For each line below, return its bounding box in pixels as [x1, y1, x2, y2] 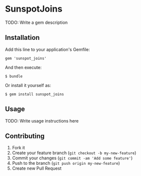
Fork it [12, 145, 25, 151]
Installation [5, 34, 40, 42]
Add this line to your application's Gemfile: [5, 46, 90, 52]
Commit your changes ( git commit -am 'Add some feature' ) [12, 155, 133, 161]
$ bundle [5, 74, 23, 79]
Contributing [5, 132, 45, 140]
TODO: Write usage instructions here [5, 118, 79, 123]
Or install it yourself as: [5, 82, 51, 88]
